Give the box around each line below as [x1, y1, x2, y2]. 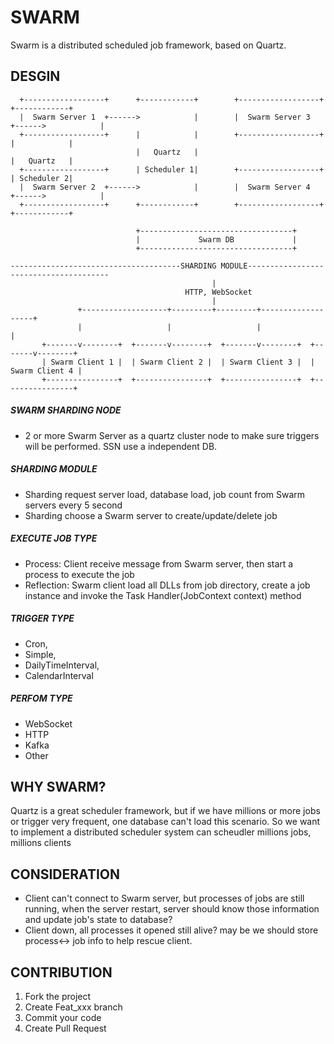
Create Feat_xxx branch [24, 1001, 123, 1013]
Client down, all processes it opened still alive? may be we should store [24, 924, 319, 936]
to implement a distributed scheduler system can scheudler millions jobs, [10, 826, 312, 838]
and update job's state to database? [24, 914, 173, 926]
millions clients [10, 837, 72, 849]
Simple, [24, 648, 57, 660]
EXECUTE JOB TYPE [10, 532, 98, 545]
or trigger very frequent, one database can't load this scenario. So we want [10, 816, 321, 828]
